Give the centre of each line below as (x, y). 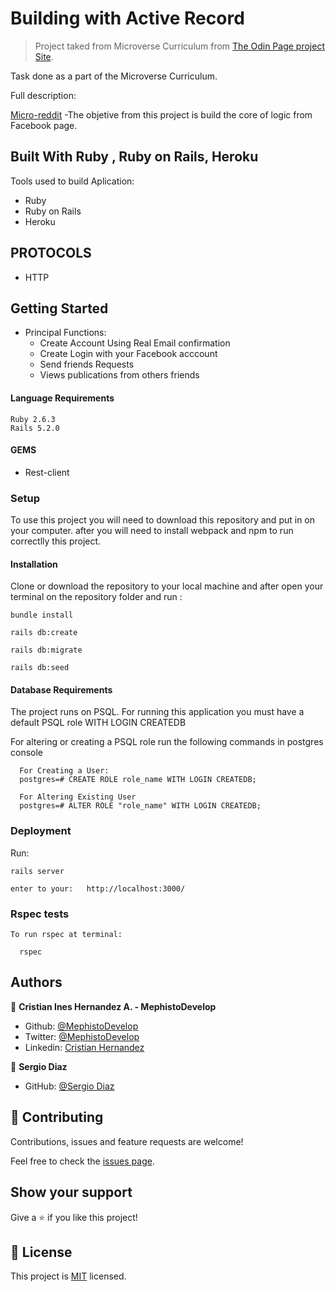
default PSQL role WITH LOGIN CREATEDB (98, 723)
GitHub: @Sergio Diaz (69, 1086)
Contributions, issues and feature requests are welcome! (127, 1141)
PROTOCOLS (51, 253)
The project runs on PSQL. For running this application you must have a (157, 712)
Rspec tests (40, 914)
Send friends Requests (87, 364)
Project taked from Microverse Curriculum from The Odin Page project (179, 46)
